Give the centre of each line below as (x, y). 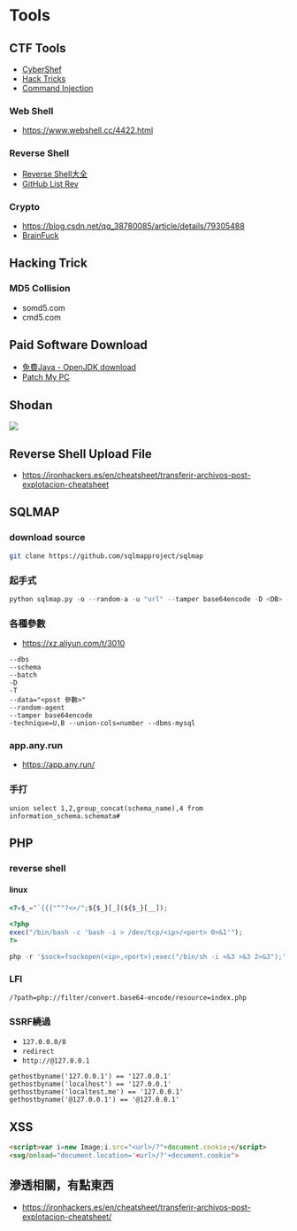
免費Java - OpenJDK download (79, 368)
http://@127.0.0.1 (56, 1061)
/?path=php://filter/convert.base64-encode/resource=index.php (128, 997)
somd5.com (44, 307)
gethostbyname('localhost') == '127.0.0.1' (91, 1084)
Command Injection (57, 88)
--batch (23, 675)
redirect (38, 1052)
